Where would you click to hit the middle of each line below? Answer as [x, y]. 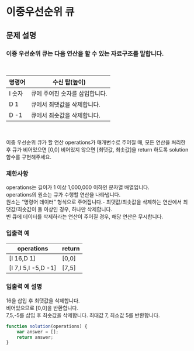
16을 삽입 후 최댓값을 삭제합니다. [43, 300]
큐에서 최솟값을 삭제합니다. [66, 115]
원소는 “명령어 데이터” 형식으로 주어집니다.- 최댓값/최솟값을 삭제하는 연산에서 [94, 202]
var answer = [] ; [38, 332]
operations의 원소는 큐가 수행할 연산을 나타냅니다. [63, 195]
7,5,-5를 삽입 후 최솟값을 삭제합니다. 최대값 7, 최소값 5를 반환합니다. [83, 315]
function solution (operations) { [47, 326]
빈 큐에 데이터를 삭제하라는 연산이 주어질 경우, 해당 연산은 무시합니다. [85, 216]
